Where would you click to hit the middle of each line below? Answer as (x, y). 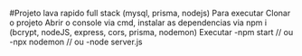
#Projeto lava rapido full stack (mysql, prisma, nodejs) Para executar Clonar (150, 13)
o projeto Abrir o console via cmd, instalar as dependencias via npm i (138, 23)
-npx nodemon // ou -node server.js (76, 42)
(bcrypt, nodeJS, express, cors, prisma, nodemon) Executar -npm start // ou (151, 32)
